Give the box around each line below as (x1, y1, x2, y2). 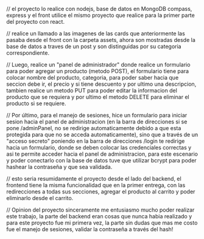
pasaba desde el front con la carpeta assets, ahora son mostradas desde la (6, 36, 196, 43)
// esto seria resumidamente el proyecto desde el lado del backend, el (6, 175, 181, 182)
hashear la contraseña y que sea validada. (6, 164, 113, 170)
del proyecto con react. (6, 18, 65, 25)
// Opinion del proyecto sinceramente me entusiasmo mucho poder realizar (6, 206, 195, 213)
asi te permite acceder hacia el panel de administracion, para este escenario (6, 150, 198, 158)
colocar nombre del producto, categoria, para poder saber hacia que (6, 74, 179, 81)
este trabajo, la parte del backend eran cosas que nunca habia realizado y (6, 213, 192, 220)
